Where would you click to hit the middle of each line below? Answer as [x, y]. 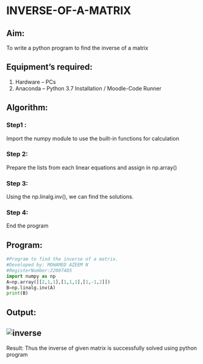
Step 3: [17, 183]
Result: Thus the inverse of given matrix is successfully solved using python [101, 348]
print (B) [17, 293]
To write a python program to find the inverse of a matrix [77, 48]
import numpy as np [31, 276]
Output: [21, 312]
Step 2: [17, 154]
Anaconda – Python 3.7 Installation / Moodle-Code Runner [88, 88]
